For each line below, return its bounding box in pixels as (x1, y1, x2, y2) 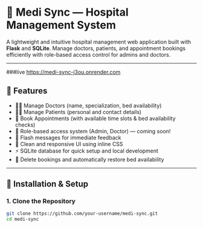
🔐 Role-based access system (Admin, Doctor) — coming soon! (14, 127, 171, 135)
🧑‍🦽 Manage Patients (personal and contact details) (14, 108, 142, 115)
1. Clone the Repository (6, 197, 76, 206)
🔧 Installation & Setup (6, 179, 89, 189)
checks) (14, 121, 36, 128)
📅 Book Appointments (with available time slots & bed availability (14, 115, 176, 122)
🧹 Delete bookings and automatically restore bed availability (14, 156, 164, 163)
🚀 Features (6, 86, 48, 96)
